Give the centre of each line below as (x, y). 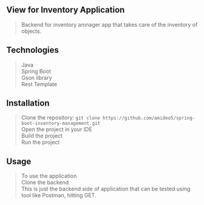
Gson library (37, 78)
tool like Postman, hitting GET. (59, 195)
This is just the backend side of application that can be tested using (106, 189)
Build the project (42, 136)
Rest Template (39, 84)
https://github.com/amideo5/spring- (149, 118)
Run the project (40, 143)
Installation (28, 103)
